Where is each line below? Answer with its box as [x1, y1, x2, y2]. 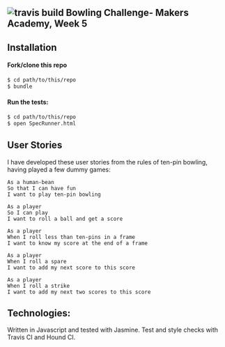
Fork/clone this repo [7, 61, 68, 70]
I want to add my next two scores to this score [7, 288, 151, 295]
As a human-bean [7, 178, 54, 185]
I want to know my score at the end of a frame [7, 240, 148, 247]
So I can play [7, 209, 49, 216]
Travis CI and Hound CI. [7, 333, 76, 341]
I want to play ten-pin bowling [7, 191, 101, 198]
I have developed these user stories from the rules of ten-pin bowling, [7, 157, 208, 166]
